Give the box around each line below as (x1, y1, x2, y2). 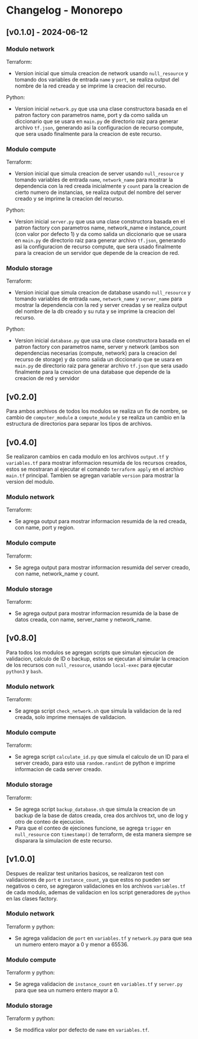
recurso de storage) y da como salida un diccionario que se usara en (14, 356, 183, 363)
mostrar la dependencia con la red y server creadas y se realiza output (14, 302, 187, 309)
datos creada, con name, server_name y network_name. (14, 616, 152, 623)
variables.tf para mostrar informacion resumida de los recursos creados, (6, 459, 187, 467)
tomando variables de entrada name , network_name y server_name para (14, 295, 182, 302)
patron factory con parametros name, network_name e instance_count (14, 224, 187, 231)
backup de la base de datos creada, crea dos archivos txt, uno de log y (14, 811, 188, 819)
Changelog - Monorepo (6, 4, 123, 17)
